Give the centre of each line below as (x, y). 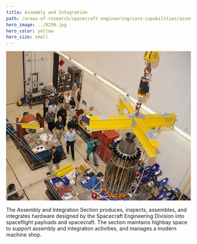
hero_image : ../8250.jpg (36, 25)
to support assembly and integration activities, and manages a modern (91, 228)
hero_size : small (27, 37)
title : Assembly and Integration (47, 12)
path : (13, 18)
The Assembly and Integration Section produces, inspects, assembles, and (96, 209)
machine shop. (24, 235)
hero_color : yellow (30, 31)
